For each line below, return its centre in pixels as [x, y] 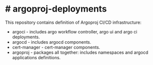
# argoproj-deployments [56, 9]
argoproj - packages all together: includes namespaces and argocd [80, 52]
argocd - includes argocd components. [52, 42]
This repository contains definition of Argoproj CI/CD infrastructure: [73, 22]
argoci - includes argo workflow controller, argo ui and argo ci [75, 32]
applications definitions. [36, 57]
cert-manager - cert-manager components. [56, 47]
